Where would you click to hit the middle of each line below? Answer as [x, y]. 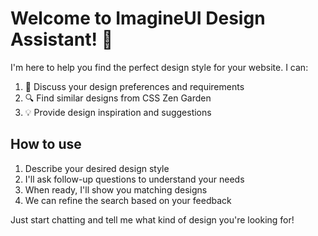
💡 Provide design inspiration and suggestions [118, 112]
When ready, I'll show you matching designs [116, 189]
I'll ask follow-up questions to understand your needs [134, 179]
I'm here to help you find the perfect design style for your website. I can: [159, 67]
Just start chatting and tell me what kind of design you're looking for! [152, 219]
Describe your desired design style [97, 168]
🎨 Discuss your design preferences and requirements [134, 86]
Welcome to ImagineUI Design [138, 18]
